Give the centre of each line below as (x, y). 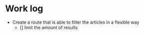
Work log (24, 9)
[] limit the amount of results (49, 27)
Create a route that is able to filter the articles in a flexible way (76, 22)
